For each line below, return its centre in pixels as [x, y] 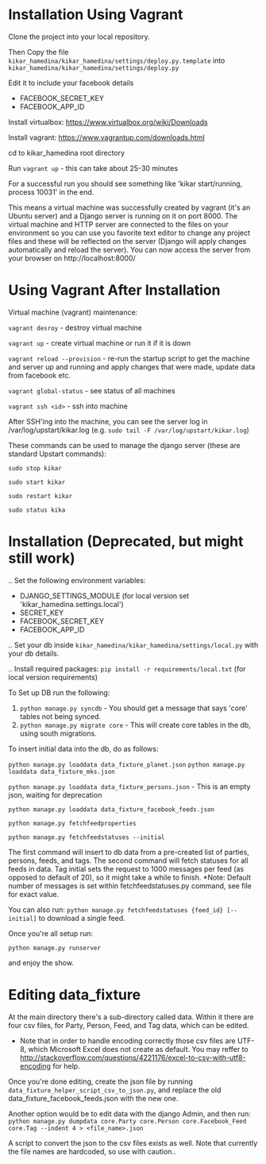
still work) [42, 559]
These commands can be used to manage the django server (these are [124, 445]
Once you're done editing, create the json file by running [100, 1081]
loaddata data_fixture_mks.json [62, 771]
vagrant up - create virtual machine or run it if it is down [100, 342]
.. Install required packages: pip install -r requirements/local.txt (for [127, 668]
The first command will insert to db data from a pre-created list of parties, [129, 852]
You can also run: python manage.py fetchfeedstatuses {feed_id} [116, 909]
